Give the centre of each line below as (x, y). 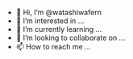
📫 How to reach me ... (53, 47)
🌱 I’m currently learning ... (59, 29)
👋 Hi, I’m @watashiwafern (59, 12)
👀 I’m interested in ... (50, 21)
